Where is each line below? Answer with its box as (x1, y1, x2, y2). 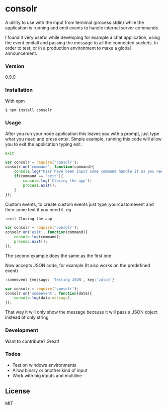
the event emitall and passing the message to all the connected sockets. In (5, 39, 158, 45)
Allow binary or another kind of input (12, 367, 87, 373)
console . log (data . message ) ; (14, 295, 72, 300)
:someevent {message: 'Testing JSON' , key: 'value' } (5, 277, 114, 282)
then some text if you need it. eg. (5, 206, 73, 212)
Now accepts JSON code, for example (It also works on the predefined (5, 262, 151, 268)
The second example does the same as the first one (5, 253, 112, 259)
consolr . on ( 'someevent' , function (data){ (5, 291, 92, 296)
